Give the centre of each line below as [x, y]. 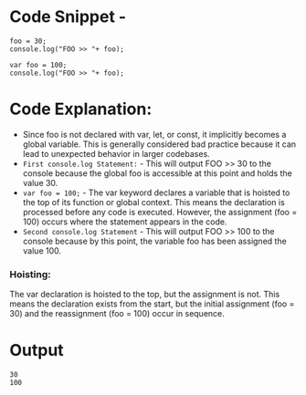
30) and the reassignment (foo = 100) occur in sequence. [117, 314]
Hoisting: [31, 274]
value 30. [40, 182]
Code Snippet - [68, 17]
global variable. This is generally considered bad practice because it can [159, 144]
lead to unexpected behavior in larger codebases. [116, 153]
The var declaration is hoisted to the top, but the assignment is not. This [145, 295]
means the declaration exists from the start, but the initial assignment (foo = [152, 304]
